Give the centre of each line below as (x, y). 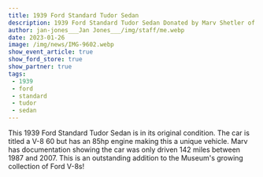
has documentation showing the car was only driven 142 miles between (124, 149)
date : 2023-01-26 (37, 37)
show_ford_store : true (45, 60)
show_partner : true (40, 67)
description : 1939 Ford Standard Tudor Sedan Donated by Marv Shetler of (132, 23)
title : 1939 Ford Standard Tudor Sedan (74, 15)
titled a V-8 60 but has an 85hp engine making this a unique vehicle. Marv (128, 141)
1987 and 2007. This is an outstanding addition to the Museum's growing (126, 158)
